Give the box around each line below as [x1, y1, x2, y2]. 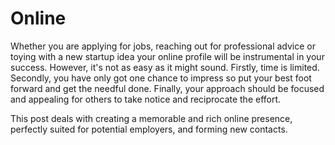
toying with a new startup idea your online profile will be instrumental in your [10, 50, 325, 62]
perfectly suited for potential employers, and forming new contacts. [10, 123, 288, 135]
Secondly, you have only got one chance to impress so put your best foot [10, 72, 312, 84]
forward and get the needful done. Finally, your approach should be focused [10, 82, 325, 94]
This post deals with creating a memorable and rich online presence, [10, 112, 293, 124]
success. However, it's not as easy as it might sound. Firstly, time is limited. [10, 61, 320, 73]
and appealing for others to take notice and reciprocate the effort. [10, 93, 282, 105]
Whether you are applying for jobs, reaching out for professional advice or [10, 40, 316, 52]
